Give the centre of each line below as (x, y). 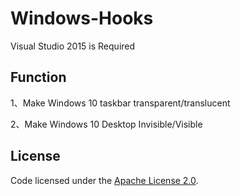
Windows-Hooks (82, 18)
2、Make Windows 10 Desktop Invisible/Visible (106, 124)
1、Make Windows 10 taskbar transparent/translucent (120, 103)
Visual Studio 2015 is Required (73, 46)
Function (38, 77)
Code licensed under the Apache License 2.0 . (104, 180)
